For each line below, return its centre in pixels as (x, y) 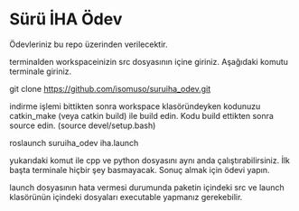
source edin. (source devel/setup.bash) (83, 125)
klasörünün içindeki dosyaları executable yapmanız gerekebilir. (126, 197)
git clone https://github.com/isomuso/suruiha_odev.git (110, 88)
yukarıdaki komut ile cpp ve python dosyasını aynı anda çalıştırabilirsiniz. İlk (150, 160)
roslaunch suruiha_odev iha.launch (74, 142)
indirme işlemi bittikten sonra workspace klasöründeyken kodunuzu (135, 106)
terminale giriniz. (41, 71)
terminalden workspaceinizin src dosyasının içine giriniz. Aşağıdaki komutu (149, 61)
